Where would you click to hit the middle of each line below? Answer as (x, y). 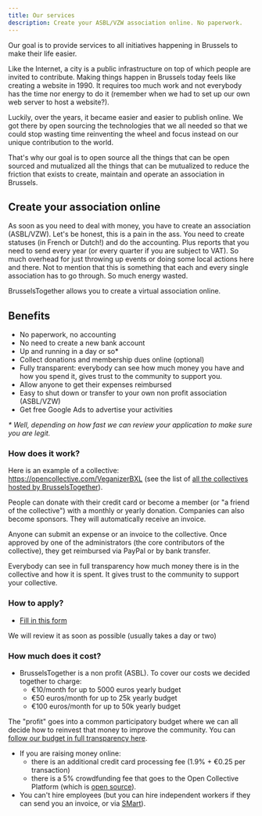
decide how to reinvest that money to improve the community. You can (122, 730)
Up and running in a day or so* (69, 352)
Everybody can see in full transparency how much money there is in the (124, 566)
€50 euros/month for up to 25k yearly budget (104, 698)
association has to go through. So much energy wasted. (98, 276)
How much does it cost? (55, 656)
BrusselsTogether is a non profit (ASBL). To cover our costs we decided (135, 673)
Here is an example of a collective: (64, 471)
